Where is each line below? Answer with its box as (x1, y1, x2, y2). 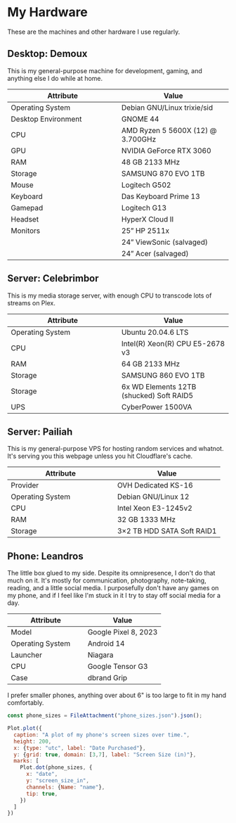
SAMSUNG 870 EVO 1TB (122, 168, 205, 178)
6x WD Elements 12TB (122, 381, 197, 391)
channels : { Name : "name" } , (25, 784, 105, 791)
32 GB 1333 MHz (117, 515, 176, 525)
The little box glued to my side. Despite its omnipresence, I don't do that (7, 569, 216, 578)
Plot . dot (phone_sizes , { (20, 764, 93, 771)
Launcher (11, 650, 42, 660)
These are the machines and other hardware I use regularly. (7, 27, 181, 36)
